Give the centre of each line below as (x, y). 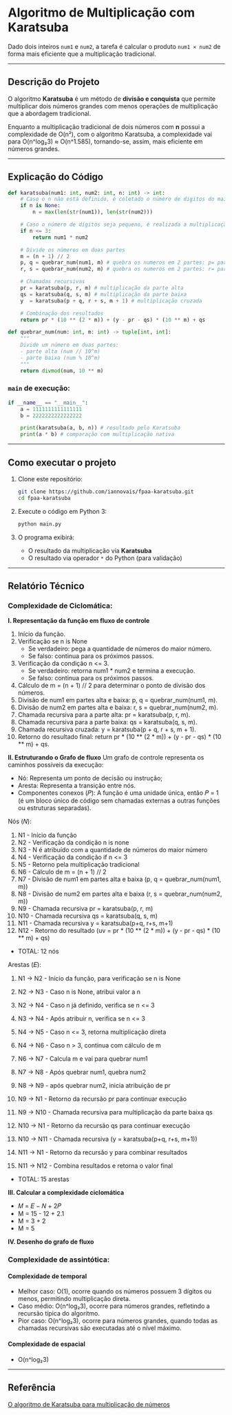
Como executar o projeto (62, 462)
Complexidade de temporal (48, 1276)
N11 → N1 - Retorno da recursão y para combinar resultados (103, 1153)
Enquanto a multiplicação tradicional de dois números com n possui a (106, 126)
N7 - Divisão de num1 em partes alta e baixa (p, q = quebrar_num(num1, (119, 879)
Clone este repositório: (50, 479)
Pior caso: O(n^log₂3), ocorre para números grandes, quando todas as (118, 1321)
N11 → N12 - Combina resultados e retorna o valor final (95, 1166)
